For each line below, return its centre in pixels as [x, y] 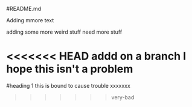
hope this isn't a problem [70, 69]
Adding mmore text [30, 20]
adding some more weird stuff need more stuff [64, 32]
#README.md [24, 9]
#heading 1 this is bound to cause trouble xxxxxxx [69, 85]
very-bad [123, 97]
